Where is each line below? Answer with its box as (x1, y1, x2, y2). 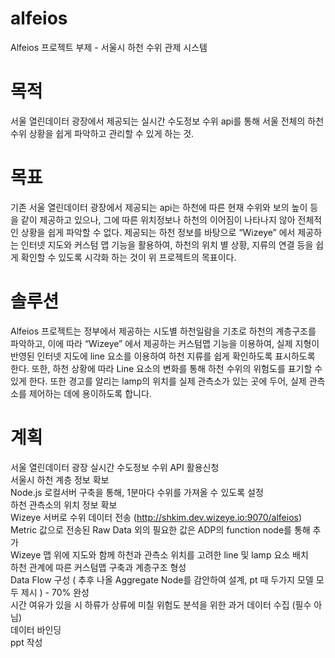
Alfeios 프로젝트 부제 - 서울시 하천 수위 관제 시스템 (10, 41, 208, 53)
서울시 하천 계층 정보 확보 (10, 473, 110, 486)
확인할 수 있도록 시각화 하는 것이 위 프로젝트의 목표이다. (20, 251, 237, 263)
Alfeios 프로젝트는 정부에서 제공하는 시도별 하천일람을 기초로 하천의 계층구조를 (10, 325, 317, 337)
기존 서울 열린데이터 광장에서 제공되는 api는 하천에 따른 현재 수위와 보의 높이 (10, 201, 308, 213)
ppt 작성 (10, 636, 43, 648)
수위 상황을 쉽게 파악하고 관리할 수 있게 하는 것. (10, 127, 195, 139)
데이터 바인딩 (10, 623, 62, 636)
